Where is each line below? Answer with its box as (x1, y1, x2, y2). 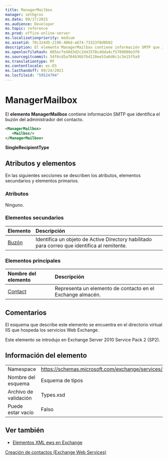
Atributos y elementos (5, 159, 76, 167)
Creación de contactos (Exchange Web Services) (5, 449, 106, 455)
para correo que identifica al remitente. (35, 242, 127, 249)
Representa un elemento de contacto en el (54, 285, 154, 292)
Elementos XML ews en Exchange (12, 439, 82, 445)
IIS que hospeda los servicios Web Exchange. (5, 327, 99, 333)
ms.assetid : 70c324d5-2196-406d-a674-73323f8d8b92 (5, 40, 113, 45)
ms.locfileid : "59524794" (5, 73, 59, 78)
